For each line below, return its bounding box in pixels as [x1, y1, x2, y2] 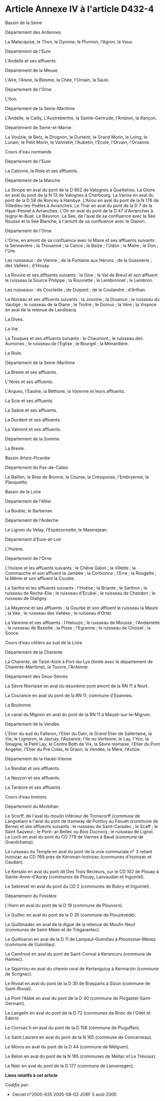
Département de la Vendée [5, 721, 60, 727]
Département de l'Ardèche [5, 517, 59, 523]
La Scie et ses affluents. [5, 397, 54, 404]
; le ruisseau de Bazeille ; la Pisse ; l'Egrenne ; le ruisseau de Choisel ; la [5, 625, 151, 630]
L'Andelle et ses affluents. [5, 58, 57, 63]
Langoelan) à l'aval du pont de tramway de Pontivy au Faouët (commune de [5, 818, 159, 824]
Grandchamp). [5, 839, 34, 845]
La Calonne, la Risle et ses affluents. [5, 168, 79, 174]
